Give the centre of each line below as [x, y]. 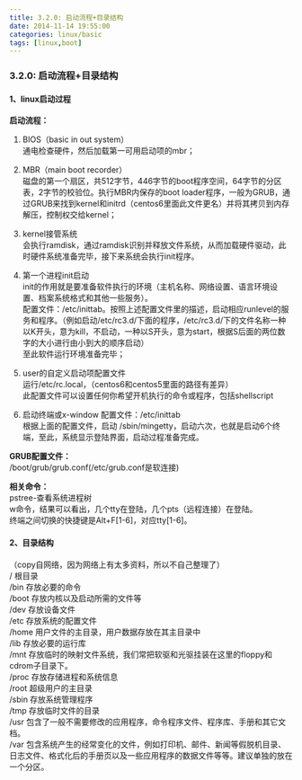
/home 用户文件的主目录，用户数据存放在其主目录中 [105, 632]
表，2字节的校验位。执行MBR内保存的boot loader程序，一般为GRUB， [152, 192]
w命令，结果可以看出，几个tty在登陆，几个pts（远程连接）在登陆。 [133, 510]
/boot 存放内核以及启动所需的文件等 [75, 598]
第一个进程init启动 [56, 276]
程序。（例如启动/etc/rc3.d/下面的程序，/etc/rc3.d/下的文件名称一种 [162, 321]
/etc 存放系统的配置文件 [53, 620]
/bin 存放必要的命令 [45, 587]
